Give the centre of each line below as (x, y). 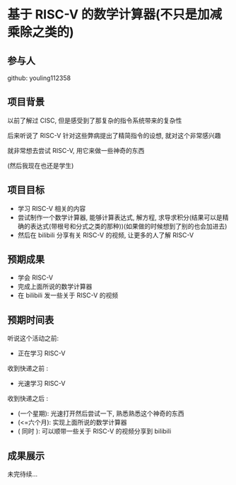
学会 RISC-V (35, 278)
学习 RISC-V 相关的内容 (52, 208)
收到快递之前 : (28, 368)
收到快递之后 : (28, 399)
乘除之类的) (41, 32)
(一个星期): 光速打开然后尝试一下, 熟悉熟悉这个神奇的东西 (101, 413)
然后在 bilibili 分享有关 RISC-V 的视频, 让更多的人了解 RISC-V (106, 235)
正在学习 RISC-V (41, 353)
